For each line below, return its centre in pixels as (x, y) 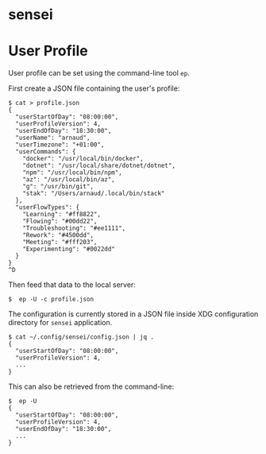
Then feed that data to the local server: (72, 285)
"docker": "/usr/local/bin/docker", (83, 159)
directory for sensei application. (60, 323)
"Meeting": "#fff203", (60, 243)
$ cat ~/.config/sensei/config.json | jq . (81, 337)
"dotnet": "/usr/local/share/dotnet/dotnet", (99, 166)
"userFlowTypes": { (48, 208)
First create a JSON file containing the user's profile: (94, 88)
